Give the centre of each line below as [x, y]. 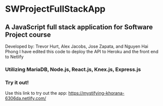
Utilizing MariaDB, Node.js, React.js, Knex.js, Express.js [73, 69]
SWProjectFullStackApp [55, 9]
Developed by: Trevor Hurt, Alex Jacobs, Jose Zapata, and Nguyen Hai [77, 46]
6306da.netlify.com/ [26, 98]
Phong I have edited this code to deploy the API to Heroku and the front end [82, 52]
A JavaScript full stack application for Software [79, 27]
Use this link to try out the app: [36, 93]
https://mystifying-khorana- [96, 93]
